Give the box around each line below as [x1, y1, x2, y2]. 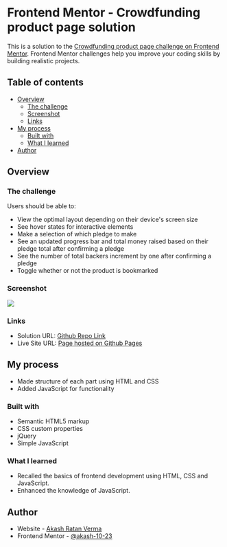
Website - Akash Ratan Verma [16, 524, 102, 533]
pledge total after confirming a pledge [16, 245, 125, 253]
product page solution [7, 19, 136, 35]
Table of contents [7, 77, 84, 89]
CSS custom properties [16, 425, 84, 433]
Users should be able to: [7, 202, 77, 210]
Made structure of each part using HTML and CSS [16, 377, 159, 386]
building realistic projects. [7, 56, 80, 65]
